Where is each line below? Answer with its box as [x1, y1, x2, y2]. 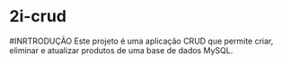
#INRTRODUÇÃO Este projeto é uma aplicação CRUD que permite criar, [9, 36, 274, 46]
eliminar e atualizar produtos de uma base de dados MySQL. [9, 44, 234, 55]
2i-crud [9, 6, 67, 27]
